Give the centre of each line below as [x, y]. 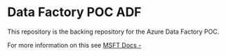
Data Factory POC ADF [74, 12]
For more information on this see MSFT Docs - [74, 45]
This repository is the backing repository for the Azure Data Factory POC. [113, 31]
